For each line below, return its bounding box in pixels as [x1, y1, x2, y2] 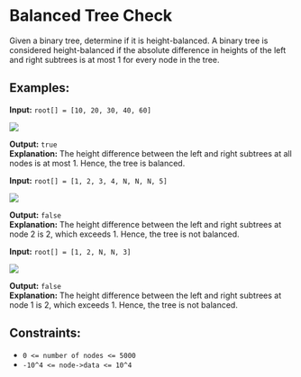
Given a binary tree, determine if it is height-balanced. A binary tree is [9, 35, 269, 46]
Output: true [9, 139, 58, 149]
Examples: [9, 80, 70, 95]
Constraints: [9, 326, 81, 341]
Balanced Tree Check [9, 5, 173, 26]
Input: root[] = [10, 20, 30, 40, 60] [9, 104, 151, 115]
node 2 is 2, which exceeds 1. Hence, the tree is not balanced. [9, 229, 241, 239]
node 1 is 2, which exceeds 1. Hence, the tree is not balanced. [9, 299, 239, 310]
